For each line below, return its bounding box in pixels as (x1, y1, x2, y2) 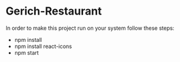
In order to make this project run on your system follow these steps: (5, 24, 175, 32)
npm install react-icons (14, 43, 72, 50)
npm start (14, 49, 39, 56)
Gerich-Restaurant (5, 4, 102, 18)
